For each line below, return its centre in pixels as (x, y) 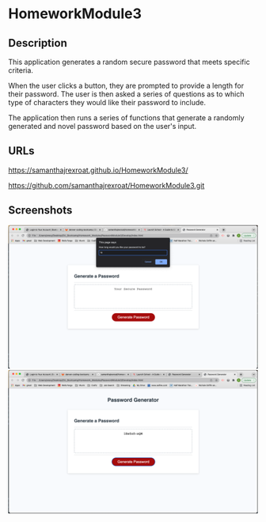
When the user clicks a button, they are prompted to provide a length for (126, 85)
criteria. (21, 70)
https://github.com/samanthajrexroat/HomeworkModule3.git (106, 185)
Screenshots (40, 210)
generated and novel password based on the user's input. (102, 126)
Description (38, 43)
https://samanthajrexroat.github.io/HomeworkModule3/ (98, 170)
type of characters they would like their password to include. (107, 102)
